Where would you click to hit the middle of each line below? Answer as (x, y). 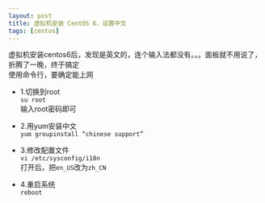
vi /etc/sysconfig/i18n (60, 159)
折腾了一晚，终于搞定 (44, 64)
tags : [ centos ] (34, 31)
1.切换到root (40, 92)
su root (33, 100)
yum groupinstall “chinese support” (82, 135)
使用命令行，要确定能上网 (51, 75)
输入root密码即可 (48, 109)
